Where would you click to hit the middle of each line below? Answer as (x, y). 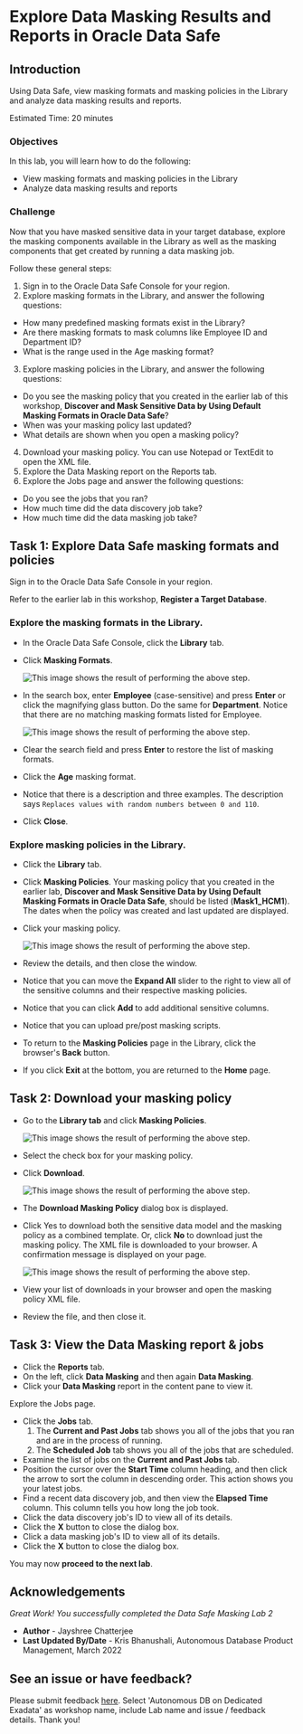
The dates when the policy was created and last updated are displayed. (156, 910)
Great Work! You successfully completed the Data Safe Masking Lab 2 (141, 1614)
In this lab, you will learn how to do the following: (100, 161)
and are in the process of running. (99, 1440)
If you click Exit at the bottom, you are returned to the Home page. (147, 1070)
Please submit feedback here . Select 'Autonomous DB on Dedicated (136, 1701)
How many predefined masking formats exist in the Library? (134, 322)
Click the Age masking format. (79, 776)
